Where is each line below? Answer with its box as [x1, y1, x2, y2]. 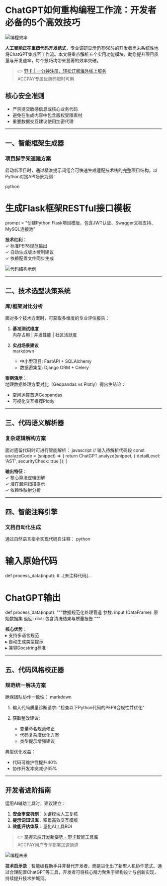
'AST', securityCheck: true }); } [5, 458, 68, 464]
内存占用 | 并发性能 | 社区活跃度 [12, 332, 77, 338]
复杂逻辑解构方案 [5, 435, 46, 442]
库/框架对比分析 [5, 303, 43, 310]
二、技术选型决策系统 [5, 287, 71, 295]
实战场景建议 [12, 342, 39, 348]
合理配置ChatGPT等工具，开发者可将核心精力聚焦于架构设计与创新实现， [9, 869, 159, 875]
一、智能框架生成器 [5, 139, 64, 147]
